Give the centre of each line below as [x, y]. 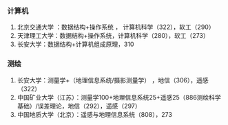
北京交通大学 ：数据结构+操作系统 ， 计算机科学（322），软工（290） [116, 27]
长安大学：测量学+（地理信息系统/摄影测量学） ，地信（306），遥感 [113, 80]
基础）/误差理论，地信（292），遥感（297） [79, 106]
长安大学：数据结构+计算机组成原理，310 [75, 44]
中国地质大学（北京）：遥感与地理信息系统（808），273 [94, 114]
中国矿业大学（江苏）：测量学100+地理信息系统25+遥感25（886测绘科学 [119, 97]
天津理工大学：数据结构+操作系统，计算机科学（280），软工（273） [113, 36]
